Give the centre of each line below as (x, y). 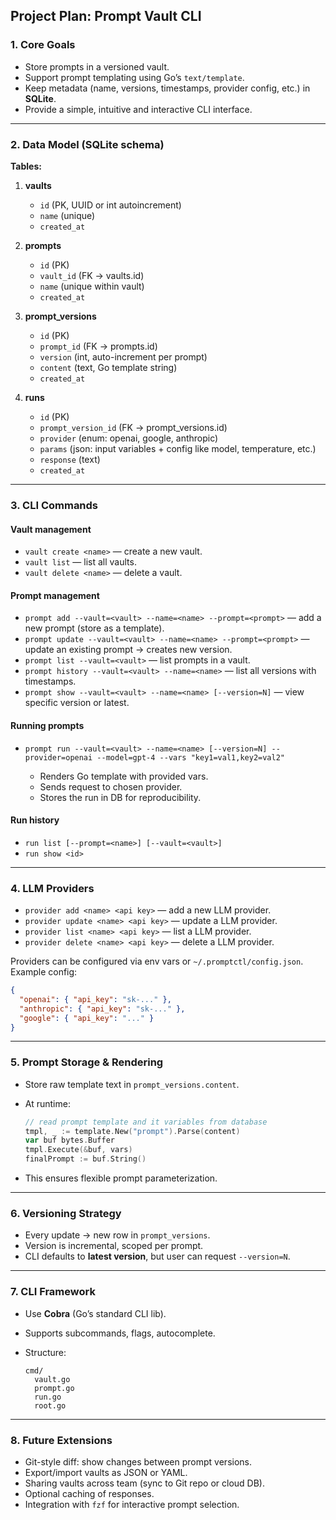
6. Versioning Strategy (66, 1213)
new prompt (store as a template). (94, 628)
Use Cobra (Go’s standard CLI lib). (95, 1313)
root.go (50, 1405)
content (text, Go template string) (108, 367)
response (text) (70, 459)
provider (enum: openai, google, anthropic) (129, 438)
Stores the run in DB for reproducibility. (120, 797)
